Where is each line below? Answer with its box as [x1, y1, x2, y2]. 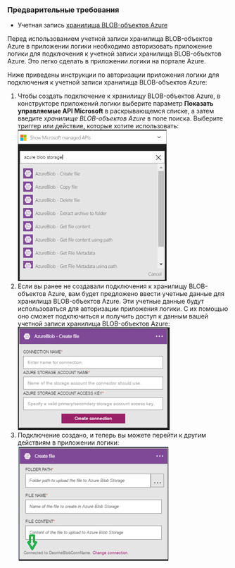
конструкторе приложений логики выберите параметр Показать [17, 99, 214, 108]
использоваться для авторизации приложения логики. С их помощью [17, 304, 229, 313]
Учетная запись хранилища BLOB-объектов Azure [17, 21, 168, 30]
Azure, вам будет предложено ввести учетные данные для [47, 290, 225, 298]
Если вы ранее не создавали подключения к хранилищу [17, 282, 188, 290]
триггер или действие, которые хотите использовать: [17, 122, 179, 130]
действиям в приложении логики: [17, 438, 120, 447]
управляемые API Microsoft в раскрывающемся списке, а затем [17, 107, 215, 116]
